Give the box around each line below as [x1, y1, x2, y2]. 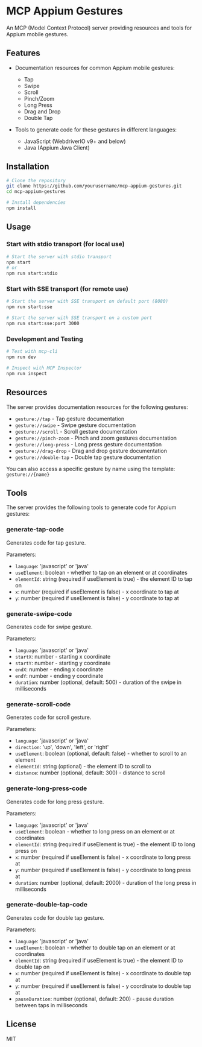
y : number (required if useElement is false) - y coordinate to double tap [14, 982, 192, 990]
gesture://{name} [6, 472, 50, 478]
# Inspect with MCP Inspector [6, 365, 83, 371]
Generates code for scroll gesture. [6, 713, 92, 721]
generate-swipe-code [6, 609, 72, 618]
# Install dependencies [6, 200, 66, 206]
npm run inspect [6, 370, 47, 376]
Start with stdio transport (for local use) [6, 240, 125, 248]
